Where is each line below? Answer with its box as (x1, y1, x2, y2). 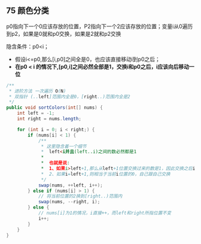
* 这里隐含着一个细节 (41, 143, 87, 150)
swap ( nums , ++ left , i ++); (38, 182, 103, 188)
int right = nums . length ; (17, 116, 82, 122)
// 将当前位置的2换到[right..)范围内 (38, 193, 123, 199)
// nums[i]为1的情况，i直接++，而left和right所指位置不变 (38, 210, 172, 216)
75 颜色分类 (6, 5, 50, 16)
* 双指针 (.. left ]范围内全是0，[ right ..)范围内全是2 (8, 93, 130, 100)
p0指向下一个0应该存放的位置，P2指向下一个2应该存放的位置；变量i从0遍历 (6, 23, 193, 30)
